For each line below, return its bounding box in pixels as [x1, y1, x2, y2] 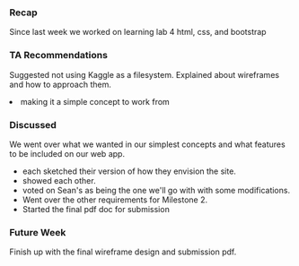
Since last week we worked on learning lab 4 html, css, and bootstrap [9, 27, 267, 38]
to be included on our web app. [9, 148, 126, 159]
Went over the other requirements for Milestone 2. [22, 194, 208, 205]
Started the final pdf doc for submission [22, 203, 171, 214]
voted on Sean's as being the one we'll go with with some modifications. [22, 184, 290, 195]
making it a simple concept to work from [21, 96, 171, 107]
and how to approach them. [9, 79, 112, 90]
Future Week [9, 226, 66, 238]
